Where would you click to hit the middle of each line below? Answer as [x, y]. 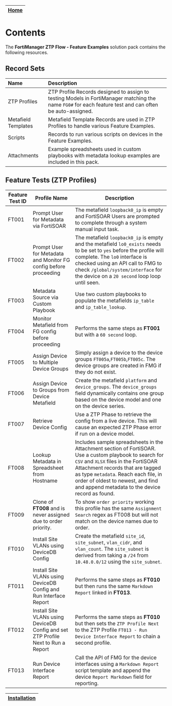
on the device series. [100, 406]
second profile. [93, 643]
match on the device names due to [117, 521]
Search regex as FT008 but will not [117, 515]
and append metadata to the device [118, 487]
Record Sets [25, 69]
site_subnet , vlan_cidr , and [109, 542]
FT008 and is [49, 508]
